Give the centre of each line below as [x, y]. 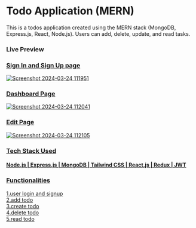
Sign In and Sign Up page [43, 65]
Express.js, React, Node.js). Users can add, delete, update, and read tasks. [98, 33]
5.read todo [20, 218]
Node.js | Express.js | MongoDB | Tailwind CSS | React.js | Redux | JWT [96, 165]
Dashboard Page [31, 94]
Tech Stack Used [31, 150]
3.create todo [23, 206]
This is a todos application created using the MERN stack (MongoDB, [91, 27]
